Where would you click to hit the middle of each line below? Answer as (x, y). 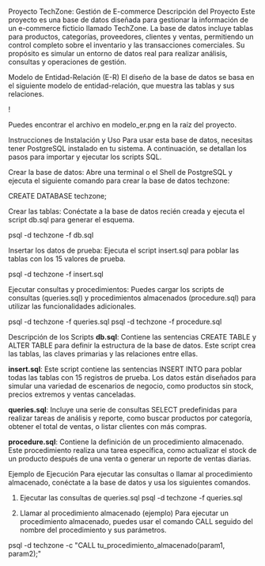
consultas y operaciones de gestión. (67, 62)
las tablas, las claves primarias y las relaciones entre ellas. (103, 354)
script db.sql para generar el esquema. (72, 220)
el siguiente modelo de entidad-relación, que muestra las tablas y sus (121, 85)
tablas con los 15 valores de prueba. (67, 259)
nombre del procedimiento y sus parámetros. (93, 530)
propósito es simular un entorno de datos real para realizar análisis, (118, 53)
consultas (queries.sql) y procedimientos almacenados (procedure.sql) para (132, 298)
